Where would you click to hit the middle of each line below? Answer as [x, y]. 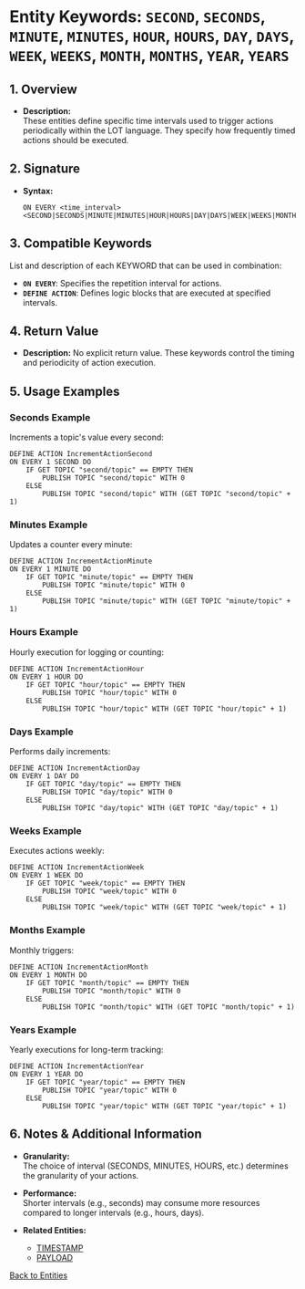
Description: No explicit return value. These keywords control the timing [158, 353]
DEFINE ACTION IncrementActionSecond [81, 454]
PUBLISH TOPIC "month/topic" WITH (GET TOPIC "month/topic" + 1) [169, 1007]
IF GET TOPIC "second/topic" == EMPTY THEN [110, 470]
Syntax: [38, 191]
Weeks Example [46, 830]
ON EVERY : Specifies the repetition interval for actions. [122, 283]
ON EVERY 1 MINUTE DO [51, 569]
